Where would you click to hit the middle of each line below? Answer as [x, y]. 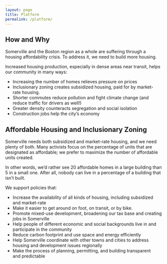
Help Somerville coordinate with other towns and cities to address [80, 240]
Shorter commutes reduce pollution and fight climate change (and [80, 98]
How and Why [28, 39]
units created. [20, 158]
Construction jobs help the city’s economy [56, 114]
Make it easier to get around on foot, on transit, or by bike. [72, 208]
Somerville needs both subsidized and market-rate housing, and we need [81, 142]
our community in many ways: [36, 72]
